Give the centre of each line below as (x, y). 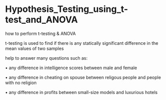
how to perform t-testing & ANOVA (41, 33)
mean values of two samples (35, 48)
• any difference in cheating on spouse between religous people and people (83, 77)
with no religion (21, 83)
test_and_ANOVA (41, 20)
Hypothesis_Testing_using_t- (67, 9)
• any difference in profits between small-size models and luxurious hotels (82, 92)
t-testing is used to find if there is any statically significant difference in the (82, 43)
